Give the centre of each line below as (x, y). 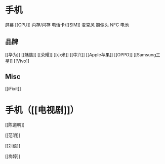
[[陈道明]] (15, 124)
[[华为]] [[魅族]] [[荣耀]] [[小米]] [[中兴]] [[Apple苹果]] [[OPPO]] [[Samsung (81, 54)
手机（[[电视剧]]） (42, 110)
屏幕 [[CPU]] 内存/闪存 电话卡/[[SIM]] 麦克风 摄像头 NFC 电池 (67, 25)
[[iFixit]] (13, 88)
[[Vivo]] (22, 61)
